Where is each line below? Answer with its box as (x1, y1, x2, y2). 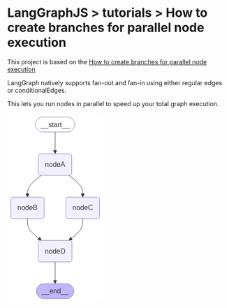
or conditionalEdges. (7, 86, 67, 94)
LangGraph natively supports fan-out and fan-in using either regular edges (7, 78, 223, 87)
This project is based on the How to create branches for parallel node (7, 57, 207, 66)
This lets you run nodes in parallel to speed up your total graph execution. (7, 99, 219, 108)
